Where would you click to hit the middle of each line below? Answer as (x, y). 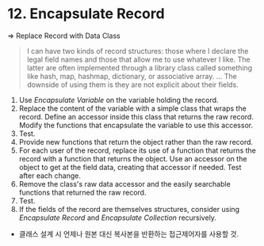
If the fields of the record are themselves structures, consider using (129, 209)
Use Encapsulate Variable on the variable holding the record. (119, 100)
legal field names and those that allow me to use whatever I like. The (138, 59)
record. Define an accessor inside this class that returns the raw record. (136, 116)
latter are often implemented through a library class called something (140, 67)
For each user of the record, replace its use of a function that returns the (138, 150)
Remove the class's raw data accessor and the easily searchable (124, 184)
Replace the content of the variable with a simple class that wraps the (132, 108)
